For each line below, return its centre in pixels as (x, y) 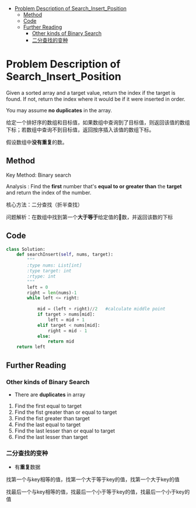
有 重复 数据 (27, 467)
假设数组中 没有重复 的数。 (37, 142)
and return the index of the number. (49, 192)
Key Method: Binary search (38, 175)
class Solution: (26, 249)
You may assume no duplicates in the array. (59, 110)
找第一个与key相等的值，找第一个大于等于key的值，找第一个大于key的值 (93, 479)
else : (44, 336)
